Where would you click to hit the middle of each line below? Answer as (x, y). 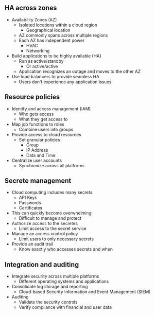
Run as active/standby (41, 61)
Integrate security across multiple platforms (55, 276)
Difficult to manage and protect (50, 218)
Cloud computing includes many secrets (52, 192)
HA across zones (31, 8)
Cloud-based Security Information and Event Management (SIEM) (85, 292)
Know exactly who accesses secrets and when (66, 249)
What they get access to (43, 119)
